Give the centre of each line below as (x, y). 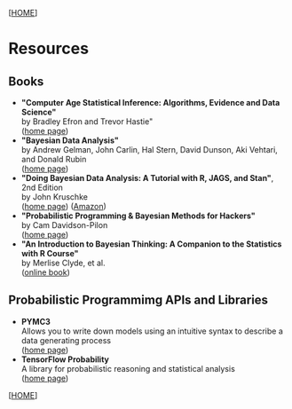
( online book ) (45, 272)
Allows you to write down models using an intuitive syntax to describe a (152, 331)
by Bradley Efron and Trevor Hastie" (87, 122)
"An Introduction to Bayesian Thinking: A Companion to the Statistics (151, 244)
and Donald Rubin (54, 159)
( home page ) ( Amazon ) (64, 206)
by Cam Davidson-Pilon (64, 225)
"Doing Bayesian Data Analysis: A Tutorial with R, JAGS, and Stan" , (147, 178)
